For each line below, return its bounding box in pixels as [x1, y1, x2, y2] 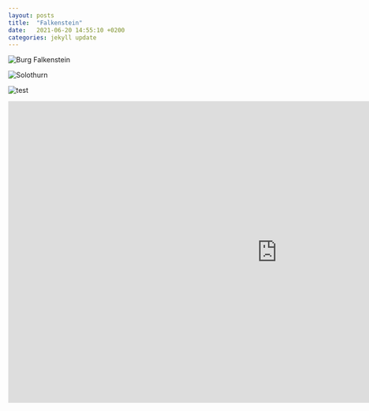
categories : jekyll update [8, 33, 97, 42]
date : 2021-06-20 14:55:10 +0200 [8, 26, 125, 34]
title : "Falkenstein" [8, 19, 83, 27]
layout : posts [8, 11, 55, 20]
